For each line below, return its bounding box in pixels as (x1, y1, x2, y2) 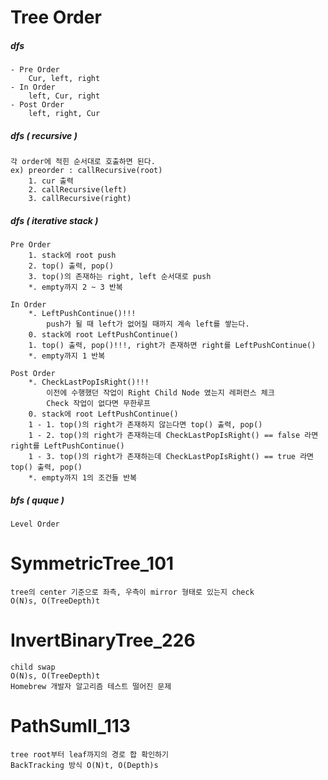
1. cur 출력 (28, 176, 74, 186)
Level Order (10, 519, 60, 530)
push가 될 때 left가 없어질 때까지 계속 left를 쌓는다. (46, 319, 250, 330)
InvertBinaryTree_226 (10, 629, 196, 652)
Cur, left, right (28, 74, 101, 84)
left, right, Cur (28, 109, 101, 119)
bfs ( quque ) (10, 494, 65, 506)
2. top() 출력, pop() (28, 261, 115, 271)
